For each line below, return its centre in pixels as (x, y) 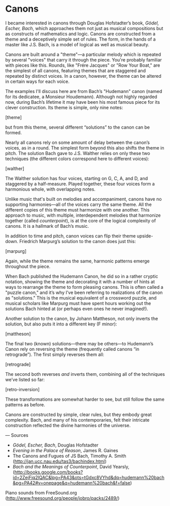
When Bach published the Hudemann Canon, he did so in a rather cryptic (82, 276)
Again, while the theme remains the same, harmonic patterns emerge (77, 261)
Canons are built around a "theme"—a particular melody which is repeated (83, 54)
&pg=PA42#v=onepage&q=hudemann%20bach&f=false (71, 483)
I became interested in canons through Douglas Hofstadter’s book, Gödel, (82, 23)
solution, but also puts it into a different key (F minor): (61, 324)
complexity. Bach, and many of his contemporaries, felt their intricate (77, 420)
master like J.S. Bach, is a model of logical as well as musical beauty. (77, 44)
